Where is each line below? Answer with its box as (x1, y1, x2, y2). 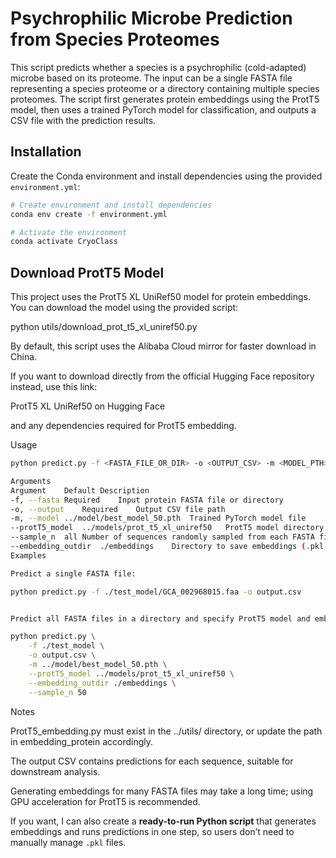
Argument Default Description (10, 485, 150, 496)
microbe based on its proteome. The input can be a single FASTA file (10, 72, 293, 84)
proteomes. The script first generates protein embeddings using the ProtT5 (10, 93, 320, 105)
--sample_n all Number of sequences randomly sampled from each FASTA (10, 532, 315, 542)
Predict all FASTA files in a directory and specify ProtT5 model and (10, 613, 311, 624)
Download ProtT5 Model (10, 264, 165, 281)
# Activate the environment (10, 227, 128, 237)
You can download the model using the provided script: (10, 302, 239, 314)
